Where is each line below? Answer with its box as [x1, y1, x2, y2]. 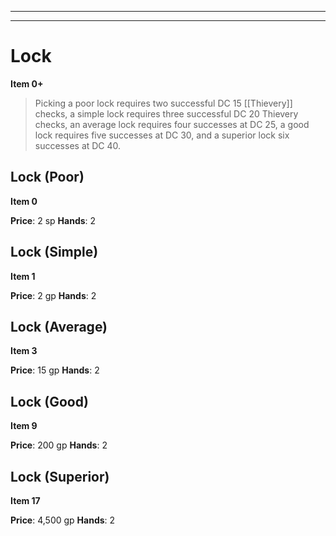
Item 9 [10, 420, 38, 432]
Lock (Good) [10, 393, 89, 410]
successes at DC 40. [34, 139, 122, 151]
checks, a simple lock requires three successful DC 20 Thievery [34, 107, 299, 120]
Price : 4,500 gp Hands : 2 [10, 514, 116, 526]
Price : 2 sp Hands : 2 [10, 214, 97, 226]
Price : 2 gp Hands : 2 [10, 289, 97, 301]
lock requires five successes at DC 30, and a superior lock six [34, 129, 290, 141]
